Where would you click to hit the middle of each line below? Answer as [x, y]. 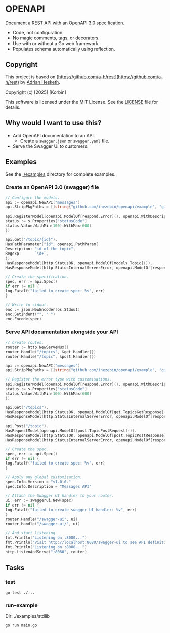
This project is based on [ [32, 77]
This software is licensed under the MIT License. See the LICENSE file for [82, 102]
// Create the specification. [37, 277]
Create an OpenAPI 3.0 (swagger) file [52, 187]
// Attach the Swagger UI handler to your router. [60, 496]
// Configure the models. [32, 198]
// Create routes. [25, 343]
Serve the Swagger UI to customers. [50, 146]
